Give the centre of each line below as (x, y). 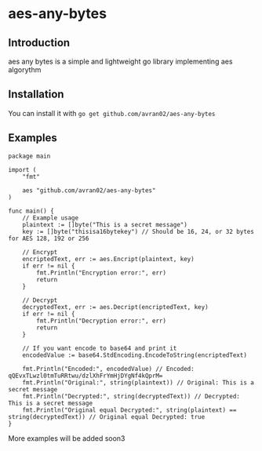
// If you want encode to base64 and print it (100, 348)
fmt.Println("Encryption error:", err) (102, 273)
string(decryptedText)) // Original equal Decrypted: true (107, 416)
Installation (36, 95)
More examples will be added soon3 (67, 438)
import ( (22, 169)
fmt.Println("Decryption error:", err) (102, 321)
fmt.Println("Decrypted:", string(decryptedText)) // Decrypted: (131, 396)
